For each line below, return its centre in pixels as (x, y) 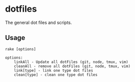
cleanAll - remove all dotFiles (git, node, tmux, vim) (72, 66)
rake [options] (21, 49)
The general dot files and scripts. (39, 22)
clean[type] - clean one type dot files (56, 75)
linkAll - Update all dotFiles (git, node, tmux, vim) (71, 62)
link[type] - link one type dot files (54, 70)
